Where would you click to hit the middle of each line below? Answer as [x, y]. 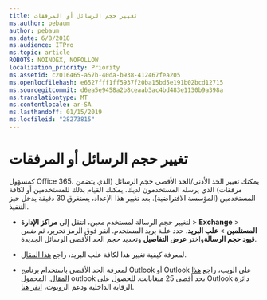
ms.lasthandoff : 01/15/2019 [56, 112]
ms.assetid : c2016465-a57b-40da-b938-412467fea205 [95, 75]
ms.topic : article [39, 53]
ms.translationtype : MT [49, 97]
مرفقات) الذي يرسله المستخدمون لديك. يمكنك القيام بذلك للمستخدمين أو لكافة [126, 189]
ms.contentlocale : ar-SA [50, 105]
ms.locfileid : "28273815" [52, 120]
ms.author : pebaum [39, 23]
